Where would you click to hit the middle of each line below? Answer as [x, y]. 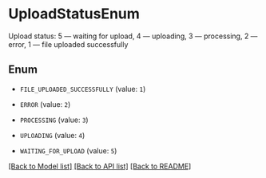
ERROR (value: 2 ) [45, 104]
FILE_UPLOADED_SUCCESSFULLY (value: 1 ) [83, 89]
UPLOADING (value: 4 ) [52, 135]
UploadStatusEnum [74, 14]
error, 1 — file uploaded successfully [68, 44]
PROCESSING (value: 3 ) [54, 120]
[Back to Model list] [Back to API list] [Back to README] [100, 166]
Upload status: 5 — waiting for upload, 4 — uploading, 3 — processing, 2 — [133, 36]
